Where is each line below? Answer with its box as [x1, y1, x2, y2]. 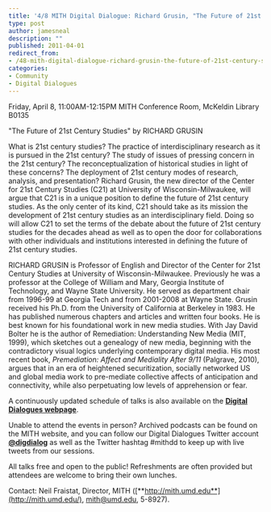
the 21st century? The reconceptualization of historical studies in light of [8, 158, 248, 168]
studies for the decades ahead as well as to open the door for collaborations [8, 227, 262, 237]
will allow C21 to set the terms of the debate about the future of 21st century [8, 219, 261, 229]
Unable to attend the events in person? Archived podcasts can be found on [8, 420, 258, 430]
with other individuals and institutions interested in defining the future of [8, 236, 248, 246]
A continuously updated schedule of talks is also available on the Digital [8, 396, 248, 405]
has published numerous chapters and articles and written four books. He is [8, 312, 261, 321]
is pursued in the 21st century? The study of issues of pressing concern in [8, 150, 255, 160]
